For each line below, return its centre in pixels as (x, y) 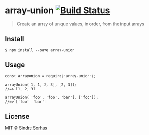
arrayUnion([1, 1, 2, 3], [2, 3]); (41, 85)
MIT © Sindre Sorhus (26, 128)
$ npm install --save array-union (40, 50)
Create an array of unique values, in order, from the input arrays (80, 24)
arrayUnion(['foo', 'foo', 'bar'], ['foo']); (52, 97)
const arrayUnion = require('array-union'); (51, 76)
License (17, 116)
